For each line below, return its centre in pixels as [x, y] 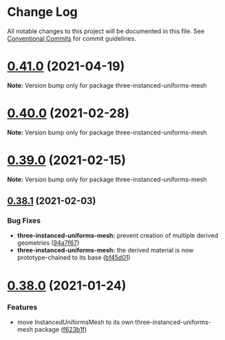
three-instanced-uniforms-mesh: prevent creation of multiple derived [118, 236]
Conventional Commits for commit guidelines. [72, 38]
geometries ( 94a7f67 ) [48, 243]
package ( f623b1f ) [61, 329]
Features [22, 307]
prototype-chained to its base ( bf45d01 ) [74, 258]
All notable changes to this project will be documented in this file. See [106, 31]
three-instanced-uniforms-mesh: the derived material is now [105, 250]
